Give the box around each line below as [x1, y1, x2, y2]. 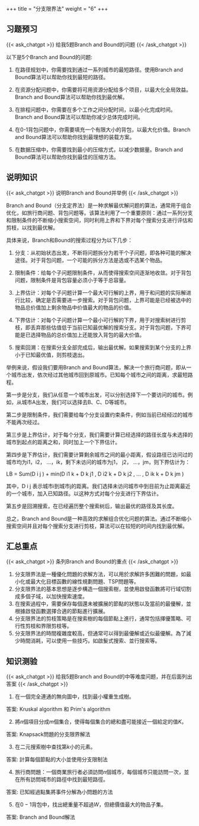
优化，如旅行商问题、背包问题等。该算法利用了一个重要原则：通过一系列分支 [6, 209, 193, 216]
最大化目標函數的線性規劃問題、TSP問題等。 [30, 578, 139, 585]
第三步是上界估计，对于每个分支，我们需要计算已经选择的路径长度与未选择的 [6, 431, 193, 438]
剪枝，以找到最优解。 [6, 224, 58, 231]
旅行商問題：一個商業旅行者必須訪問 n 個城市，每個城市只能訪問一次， [14, 769, 185, 776]
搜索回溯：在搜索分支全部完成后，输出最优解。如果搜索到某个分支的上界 [14, 344, 191, 351]
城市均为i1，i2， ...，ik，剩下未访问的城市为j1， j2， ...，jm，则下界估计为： [6, 458, 191, 466]
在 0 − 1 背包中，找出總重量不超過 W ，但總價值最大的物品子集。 [14, 801, 167, 808]
